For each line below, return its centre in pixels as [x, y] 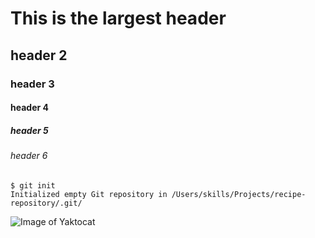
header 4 [29, 108]
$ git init [33, 185]
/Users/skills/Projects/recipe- [239, 194]
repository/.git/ [46, 203]
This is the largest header [118, 18]
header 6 [29, 156]
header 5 [29, 130]
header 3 [32, 84]
